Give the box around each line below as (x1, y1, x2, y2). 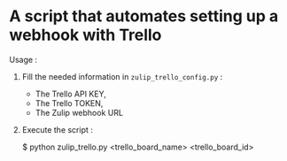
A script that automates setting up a (9, 6, 279, 27)
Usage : (9, 54, 38, 65)
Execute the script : (21, 124, 93, 134)
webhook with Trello (9, 25, 162, 45)
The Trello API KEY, (35, 88, 106, 99)
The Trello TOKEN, (35, 97, 104, 108)
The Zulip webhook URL (35, 107, 124, 118)
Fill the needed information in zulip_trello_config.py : (21, 71, 223, 81)
